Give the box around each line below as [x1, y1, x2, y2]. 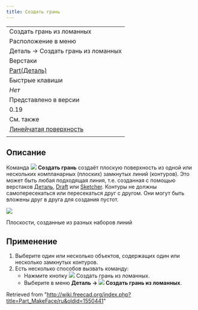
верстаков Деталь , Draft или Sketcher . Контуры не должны [6, 183, 157, 190]
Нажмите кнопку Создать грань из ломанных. [23, 272, 150, 279]
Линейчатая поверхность [9, 124, 84, 133]
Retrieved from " [6, 291, 47, 298]
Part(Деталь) [9, 66, 47, 74]
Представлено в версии [9, 96, 80, 104]
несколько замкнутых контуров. [14, 259, 98, 266]
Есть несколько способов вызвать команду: [14, 265, 129, 272]
